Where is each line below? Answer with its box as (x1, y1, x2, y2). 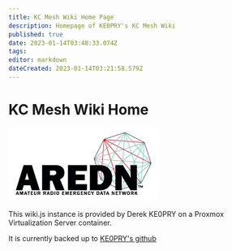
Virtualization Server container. (8, 218, 112, 227)
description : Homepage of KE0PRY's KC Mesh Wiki (8, 21, 176, 30)
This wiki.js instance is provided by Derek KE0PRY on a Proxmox (8, 209, 225, 219)
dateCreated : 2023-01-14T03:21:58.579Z (8, 65, 144, 73)
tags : (8, 47, 27, 56)
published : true (8, 30, 63, 38)
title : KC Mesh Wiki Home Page (8, 13, 114, 21)
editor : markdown (8, 56, 67, 64)
